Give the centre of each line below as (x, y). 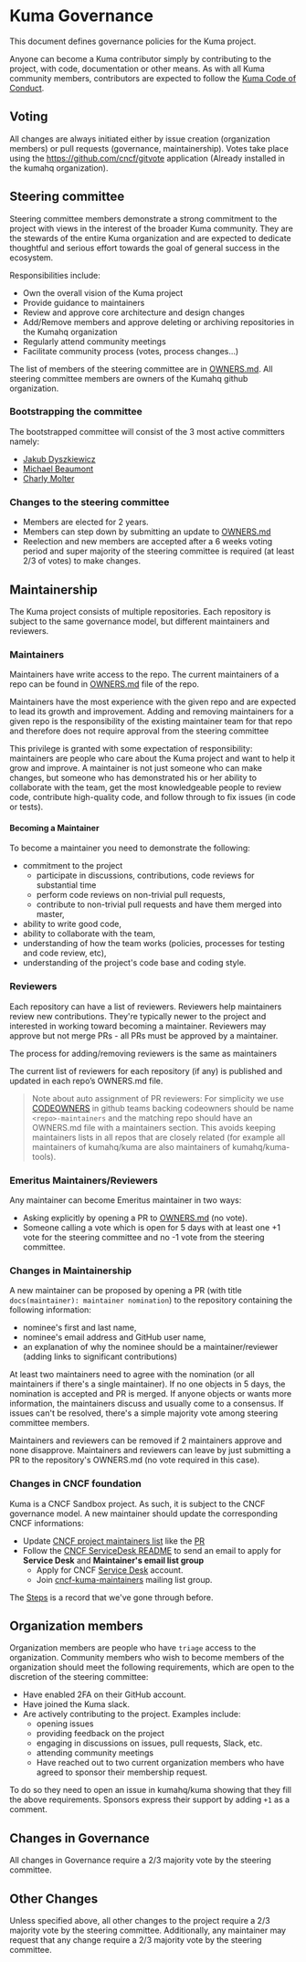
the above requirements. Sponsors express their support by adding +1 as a (150, 1799)
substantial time (66, 885)
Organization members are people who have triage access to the (133, 1648)
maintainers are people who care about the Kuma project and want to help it (152, 758)
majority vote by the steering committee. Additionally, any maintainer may (148, 1930)
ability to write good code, (72, 924)
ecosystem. (32, 258)
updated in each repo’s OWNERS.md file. (86, 1081)
